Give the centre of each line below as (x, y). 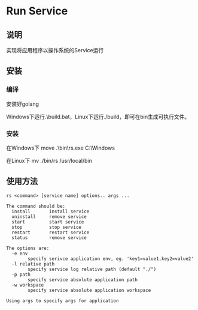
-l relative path (33, 264)
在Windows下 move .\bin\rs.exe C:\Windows (61, 148)
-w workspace (28, 285)
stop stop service (47, 227)
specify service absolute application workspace (89, 290)
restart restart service (51, 232)
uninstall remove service (49, 217)
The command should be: (36, 206)
